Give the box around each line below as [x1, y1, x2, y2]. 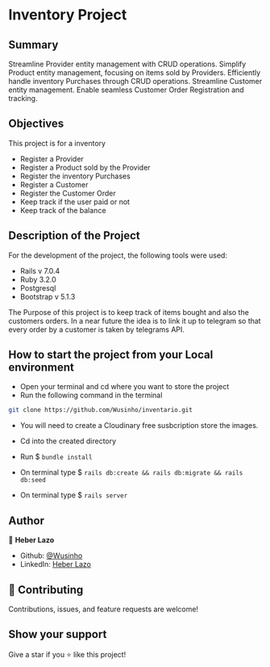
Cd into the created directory [19, 436, 117, 446]
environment [8, 361, 74, 375]
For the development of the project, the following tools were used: [8, 250, 228, 260]
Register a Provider [19, 153, 85, 163]
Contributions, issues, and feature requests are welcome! [8, 604, 199, 614]
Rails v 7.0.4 [19, 266, 60, 275]
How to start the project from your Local [8, 348, 214, 362]
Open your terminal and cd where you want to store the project [19, 382, 230, 392]
